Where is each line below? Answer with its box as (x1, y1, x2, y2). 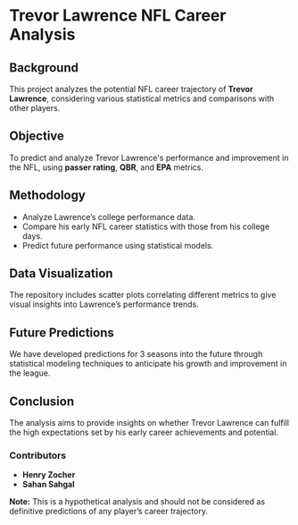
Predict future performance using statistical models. (21, 240, 214, 250)
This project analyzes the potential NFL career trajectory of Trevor (9, 84, 253, 94)
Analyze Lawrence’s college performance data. (21, 211, 196, 222)
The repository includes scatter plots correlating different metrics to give (9, 290, 277, 301)
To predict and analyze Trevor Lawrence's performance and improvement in (9, 152, 289, 163)
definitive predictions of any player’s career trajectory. (9, 506, 208, 517)
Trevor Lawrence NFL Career (9, 5, 227, 26)
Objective (9, 129, 65, 144)
